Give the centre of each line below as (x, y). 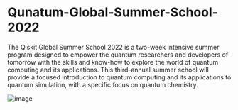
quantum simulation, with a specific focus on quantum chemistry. (103, 84)
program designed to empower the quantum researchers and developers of (118, 55)
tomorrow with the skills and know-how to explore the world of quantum (113, 62)
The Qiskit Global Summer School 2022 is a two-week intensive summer (113, 47)
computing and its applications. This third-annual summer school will (108, 70)
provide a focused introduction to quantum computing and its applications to (119, 77)
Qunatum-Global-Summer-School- (113, 12)
